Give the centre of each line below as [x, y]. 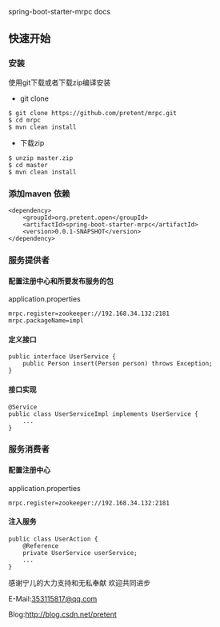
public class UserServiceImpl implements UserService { [103, 414]
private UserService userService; [80, 553]
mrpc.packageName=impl [46, 321]
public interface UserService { [62, 357]
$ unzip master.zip [41, 158]
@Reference [41, 546]
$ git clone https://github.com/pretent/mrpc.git [93, 113]
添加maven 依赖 [39, 194]
